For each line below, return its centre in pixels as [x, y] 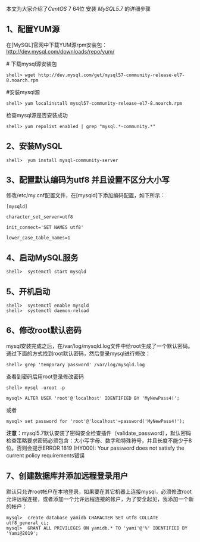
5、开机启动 [28, 292]
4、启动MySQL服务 [42, 258]
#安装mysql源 [23, 92]
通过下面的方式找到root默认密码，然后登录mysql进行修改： [78, 353]
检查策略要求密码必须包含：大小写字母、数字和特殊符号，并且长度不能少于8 [99, 440]
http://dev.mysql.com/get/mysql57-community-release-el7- [111, 75]
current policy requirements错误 [46, 455]
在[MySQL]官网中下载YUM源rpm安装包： [57, 45]
